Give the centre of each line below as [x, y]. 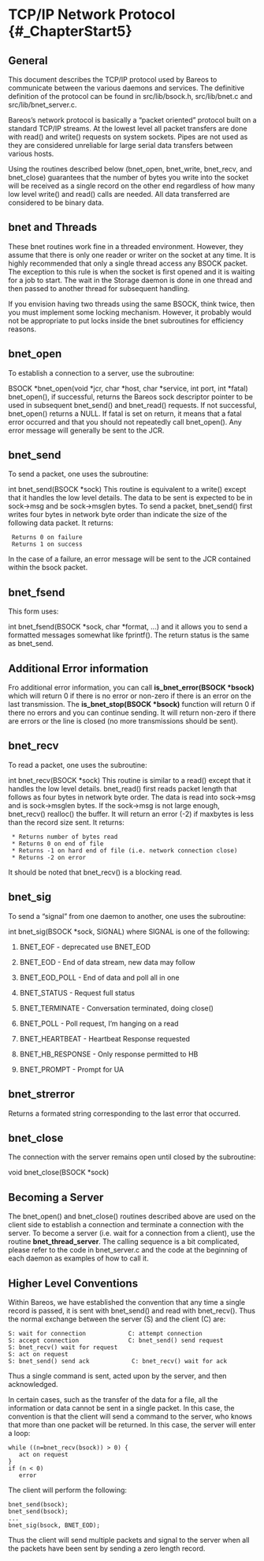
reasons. [22, 329]
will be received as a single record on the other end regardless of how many [132, 186]
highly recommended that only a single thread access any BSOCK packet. [128, 263]
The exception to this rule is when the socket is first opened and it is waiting [132, 271]
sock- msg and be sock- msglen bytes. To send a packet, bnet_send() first [130, 506]
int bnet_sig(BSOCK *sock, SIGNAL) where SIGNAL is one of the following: [129, 932]
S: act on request [38, 1354]
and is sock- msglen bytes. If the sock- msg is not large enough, [114, 805]
